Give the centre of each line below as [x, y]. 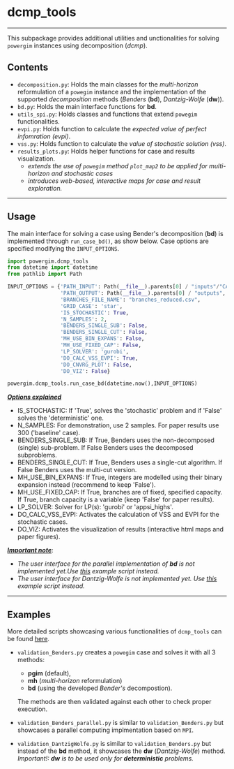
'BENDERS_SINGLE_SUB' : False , [104, 325]
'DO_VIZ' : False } [85, 371]
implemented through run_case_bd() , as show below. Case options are [108, 241]
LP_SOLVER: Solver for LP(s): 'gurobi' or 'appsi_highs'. [95, 507]
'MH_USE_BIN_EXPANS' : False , [102, 339]
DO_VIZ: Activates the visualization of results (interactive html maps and [120, 529]
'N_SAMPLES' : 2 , [84, 319]
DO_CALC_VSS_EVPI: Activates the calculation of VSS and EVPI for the [118, 515]
